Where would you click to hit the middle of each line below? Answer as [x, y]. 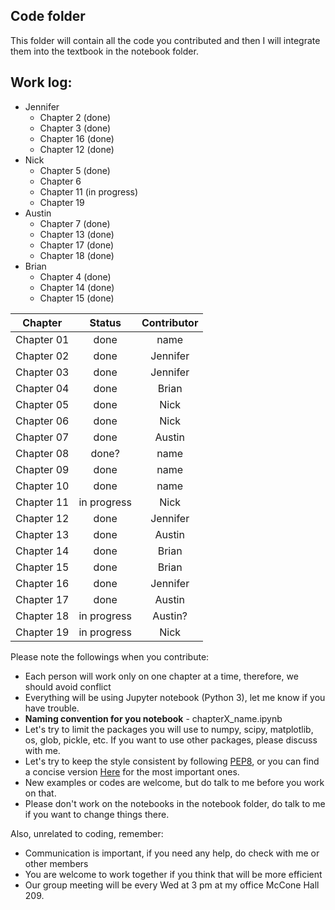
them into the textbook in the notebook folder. [104, 51]
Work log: [41, 82]
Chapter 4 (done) [75, 276]
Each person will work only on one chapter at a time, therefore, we [161, 676]
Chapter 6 [60, 181]
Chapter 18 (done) [77, 255]
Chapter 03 [42, 372]
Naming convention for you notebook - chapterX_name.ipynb [153, 718]
